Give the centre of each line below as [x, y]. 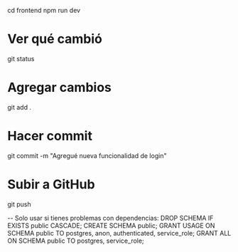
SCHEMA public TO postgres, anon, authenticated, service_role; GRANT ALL [119, 233]
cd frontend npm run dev [44, 10]
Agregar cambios [59, 88]
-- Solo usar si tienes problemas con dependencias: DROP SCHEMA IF [110, 218]
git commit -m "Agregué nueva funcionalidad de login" [87, 155]
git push [20, 204]
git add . [20, 107]
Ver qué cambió [55, 39]
